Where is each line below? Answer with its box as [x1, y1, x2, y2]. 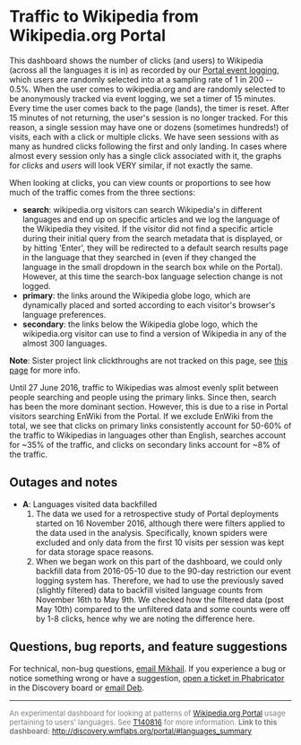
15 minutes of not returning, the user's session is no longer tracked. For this [9, 112, 288, 123]
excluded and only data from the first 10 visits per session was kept [35, 537, 285, 548]
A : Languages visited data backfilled [21, 498, 158, 509]
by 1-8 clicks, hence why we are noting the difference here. [35, 613, 255, 624]
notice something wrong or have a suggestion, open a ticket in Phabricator [9, 672, 285, 683]
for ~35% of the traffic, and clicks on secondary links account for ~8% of [9, 439, 280, 450]
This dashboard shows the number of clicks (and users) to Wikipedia [9, 55, 264, 66]
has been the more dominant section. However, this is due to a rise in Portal [9, 401, 288, 412]
